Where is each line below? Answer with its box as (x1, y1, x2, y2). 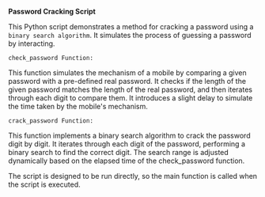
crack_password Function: (8, 117, 93, 125)
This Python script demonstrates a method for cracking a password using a (8, 22, 254, 31)
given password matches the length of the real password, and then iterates (8, 85, 253, 94)
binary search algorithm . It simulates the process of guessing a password (8, 31, 252, 40)
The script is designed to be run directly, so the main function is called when (8, 172, 258, 180)
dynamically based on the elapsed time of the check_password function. (8, 156, 245, 165)
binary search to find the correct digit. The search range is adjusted (8, 148, 229, 157)
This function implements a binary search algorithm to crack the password (8, 131, 251, 140)
